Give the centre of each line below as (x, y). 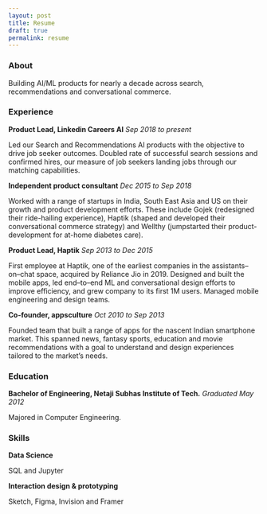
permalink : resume (39, 38)
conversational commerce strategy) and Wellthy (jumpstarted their (118, 226)
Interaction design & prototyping (63, 486)
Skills (19, 438)
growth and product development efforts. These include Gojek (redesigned (132, 209)
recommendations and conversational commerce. (90, 92)
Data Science (31, 455)
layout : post (30, 16)
